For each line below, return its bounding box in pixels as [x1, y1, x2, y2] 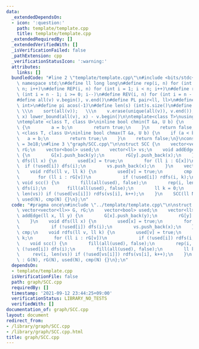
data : [6, 8, 20, 15]
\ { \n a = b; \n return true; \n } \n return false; [17, 125, 195, 131]
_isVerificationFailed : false [11, 47, 86, 53]
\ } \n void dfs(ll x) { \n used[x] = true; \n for [17, 218, 192, 224]
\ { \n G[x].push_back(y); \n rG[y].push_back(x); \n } [17, 152, 195, 158]
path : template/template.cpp [17, 25, 89, 31]
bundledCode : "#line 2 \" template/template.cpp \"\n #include [11, 75, 163, 81]
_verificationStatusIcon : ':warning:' [11, 58, 108, 64]
